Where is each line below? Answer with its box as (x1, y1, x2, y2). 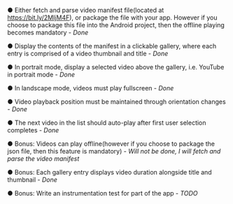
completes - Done (7, 126, 59, 134)
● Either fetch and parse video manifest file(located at (7, 6, 164, 14)
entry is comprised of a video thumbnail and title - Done (7, 49, 169, 57)
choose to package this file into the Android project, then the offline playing (7, 21, 225, 29)
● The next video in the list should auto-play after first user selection (7, 118, 206, 127)
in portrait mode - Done (7, 70, 76, 79)
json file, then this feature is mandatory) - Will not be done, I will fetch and (7, 147, 221, 155)
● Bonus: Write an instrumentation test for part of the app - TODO (7, 189, 198, 197)
